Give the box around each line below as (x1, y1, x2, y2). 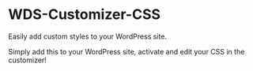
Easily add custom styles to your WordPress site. (8, 32, 168, 41)
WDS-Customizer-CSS (8, 6, 160, 24)
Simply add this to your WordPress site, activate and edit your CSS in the (8, 47, 245, 56)
